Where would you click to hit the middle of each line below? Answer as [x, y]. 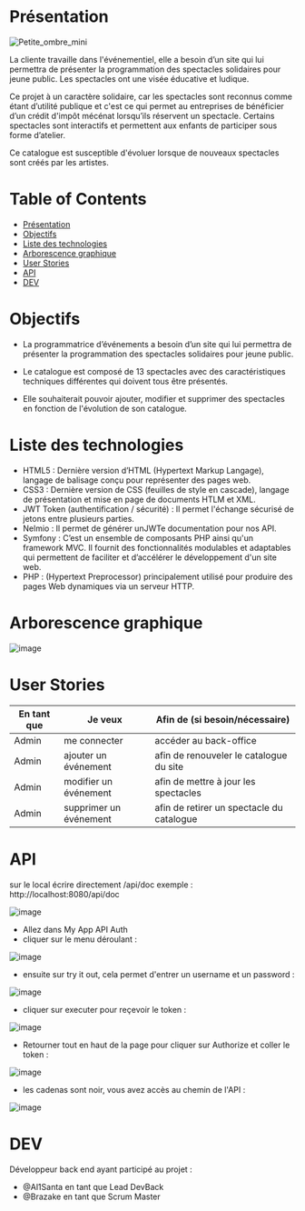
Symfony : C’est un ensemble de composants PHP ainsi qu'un [138, 537]
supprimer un [92, 807]
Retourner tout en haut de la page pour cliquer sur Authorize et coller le [156, 1045]
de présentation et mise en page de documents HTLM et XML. [139, 499]
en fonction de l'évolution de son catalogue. [105, 408]
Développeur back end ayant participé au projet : [101, 1169]
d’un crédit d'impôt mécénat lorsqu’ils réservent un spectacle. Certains [142, 115]
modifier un [88, 781]
